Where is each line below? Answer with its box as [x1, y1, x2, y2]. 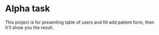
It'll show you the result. [5, 24, 54, 30]
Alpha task [5, 3, 50, 14]
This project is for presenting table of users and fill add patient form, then [5, 19, 155, 25]
